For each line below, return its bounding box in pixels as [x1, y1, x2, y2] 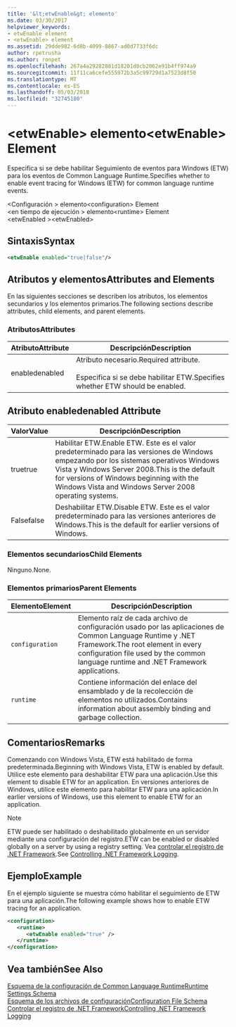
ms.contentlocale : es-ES [7, 82, 80, 89]
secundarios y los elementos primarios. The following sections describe [7, 300, 214, 308]
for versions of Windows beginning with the [55, 473, 199, 483]
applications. [77, 666, 121, 676]
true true [11, 464, 38, 474]
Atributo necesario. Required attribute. [76, 355, 200, 365]
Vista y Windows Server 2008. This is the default [55, 464, 216, 474]
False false [11, 515, 44, 525]
